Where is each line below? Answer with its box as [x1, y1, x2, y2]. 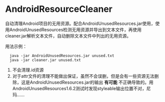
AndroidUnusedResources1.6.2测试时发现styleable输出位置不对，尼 [12, 85, 151, 91]
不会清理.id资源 [12, 67, 44, 73]
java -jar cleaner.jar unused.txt [9, 57, 81, 62]
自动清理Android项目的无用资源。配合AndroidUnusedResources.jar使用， [5, 20, 156, 26]
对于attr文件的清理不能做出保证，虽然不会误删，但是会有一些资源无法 [12, 73, 155, 79]
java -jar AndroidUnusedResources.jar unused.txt [9, 53, 114, 58]
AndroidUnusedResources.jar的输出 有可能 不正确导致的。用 [29, 79, 154, 85]
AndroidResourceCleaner [5, 3, 113, 15]
